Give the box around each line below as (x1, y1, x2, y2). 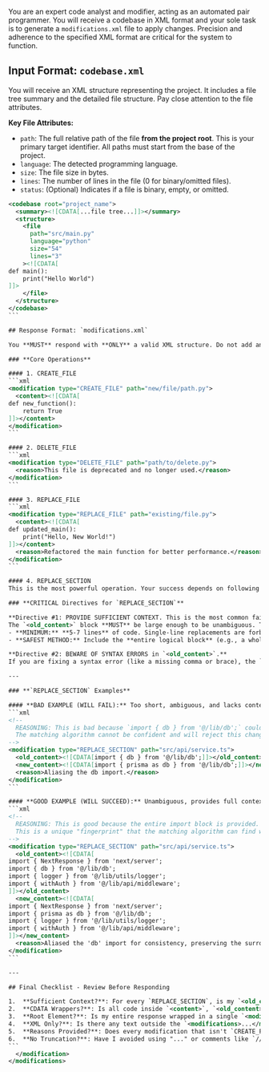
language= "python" (29, 237, 91, 245)
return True (22, 407, 62, 415)
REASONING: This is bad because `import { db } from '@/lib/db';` (15, 723, 242, 732)
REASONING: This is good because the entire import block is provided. (15, 820, 260, 828)
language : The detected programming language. (19, 159, 179, 168)
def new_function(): (8, 399, 78, 407)
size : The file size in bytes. (19, 168, 110, 177)
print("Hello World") (22, 274, 94, 283)
